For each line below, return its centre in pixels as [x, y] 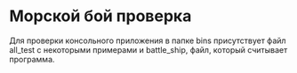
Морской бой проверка [100, 16]
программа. [32, 59]
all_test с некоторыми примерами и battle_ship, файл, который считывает [148, 49]
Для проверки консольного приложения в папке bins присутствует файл [148, 40]
